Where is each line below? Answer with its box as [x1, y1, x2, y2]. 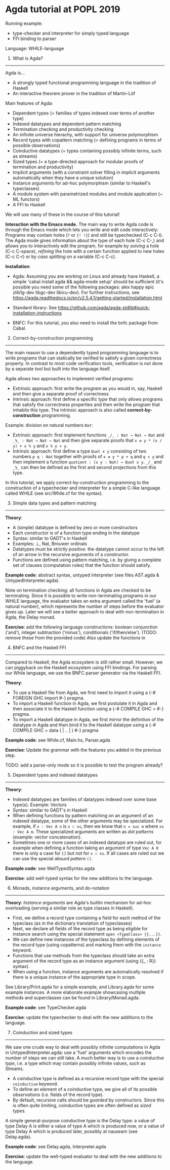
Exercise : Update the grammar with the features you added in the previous [5, 747, 161, 753]
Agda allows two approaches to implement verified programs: [5, 375, 134, 381]
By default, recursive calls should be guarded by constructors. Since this [12, 1096, 164, 1103]
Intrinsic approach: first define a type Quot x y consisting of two [12, 448, 147, 454]
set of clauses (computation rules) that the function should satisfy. [12, 562, 151, 568]
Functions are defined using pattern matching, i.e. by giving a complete [12, 557, 161, 563]
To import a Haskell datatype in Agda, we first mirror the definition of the [12, 716, 164, 722]
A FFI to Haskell [12, 201, 46, 207]
